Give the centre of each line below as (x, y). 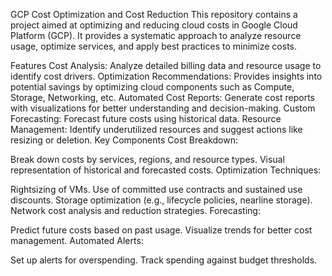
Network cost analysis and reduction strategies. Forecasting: (135, 210)
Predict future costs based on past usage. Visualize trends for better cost (161, 230)
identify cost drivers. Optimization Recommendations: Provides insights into (166, 76)
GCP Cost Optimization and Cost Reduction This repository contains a (154, 14)
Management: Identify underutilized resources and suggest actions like (156, 129)
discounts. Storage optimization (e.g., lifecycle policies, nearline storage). (161, 200)
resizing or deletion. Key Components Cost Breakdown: (124, 140)
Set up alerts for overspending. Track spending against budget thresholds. (164, 260)
